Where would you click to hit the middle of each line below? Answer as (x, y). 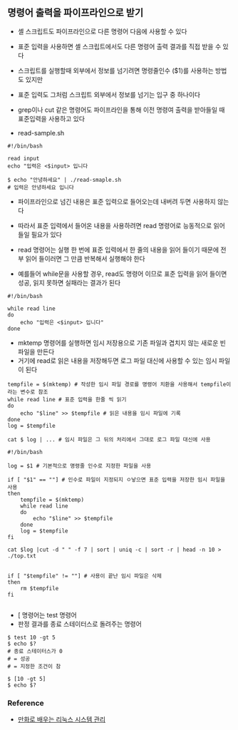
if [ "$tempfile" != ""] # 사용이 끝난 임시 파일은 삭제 (85, 576)
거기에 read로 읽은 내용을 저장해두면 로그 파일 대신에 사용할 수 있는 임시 (117, 360)
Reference (26, 703)
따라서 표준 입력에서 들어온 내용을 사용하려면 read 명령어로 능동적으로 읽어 (121, 225)
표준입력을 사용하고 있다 (51, 118)
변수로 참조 (34, 392)
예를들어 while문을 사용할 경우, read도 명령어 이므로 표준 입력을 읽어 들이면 (122, 274)
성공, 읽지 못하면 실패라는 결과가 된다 (69, 282)
